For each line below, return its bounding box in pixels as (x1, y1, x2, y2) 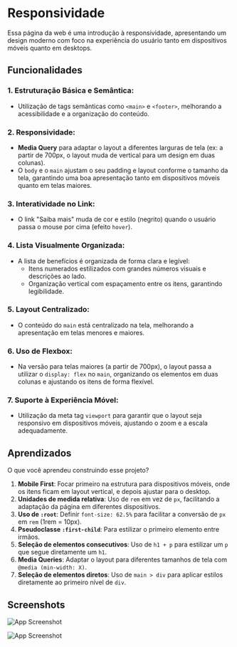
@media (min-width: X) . (17, 563, 88, 572)
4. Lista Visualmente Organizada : (7, 241, 125, 251)
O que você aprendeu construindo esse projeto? (7, 466, 149, 475)
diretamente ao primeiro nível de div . (17, 578, 127, 586)
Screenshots (7, 599, 65, 611)
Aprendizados (7, 447, 72, 459)
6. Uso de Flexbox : (7, 346, 73, 356)
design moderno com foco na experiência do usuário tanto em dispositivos (7, 36, 227, 44)
